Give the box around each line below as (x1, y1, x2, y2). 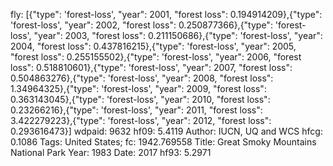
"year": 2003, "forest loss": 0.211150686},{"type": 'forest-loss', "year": (33, 30, 323, 41)
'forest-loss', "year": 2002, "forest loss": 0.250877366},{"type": (10, 19, 273, 31)
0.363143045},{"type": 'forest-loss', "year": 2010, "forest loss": (10, 94, 271, 105)
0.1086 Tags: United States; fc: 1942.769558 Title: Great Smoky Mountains (10, 136, 317, 148)
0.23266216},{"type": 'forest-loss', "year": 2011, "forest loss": (10, 104, 263, 116)
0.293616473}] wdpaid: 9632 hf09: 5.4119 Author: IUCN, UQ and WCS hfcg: (10, 125, 323, 137)
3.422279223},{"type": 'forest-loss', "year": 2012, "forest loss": (10, 115, 272, 126)
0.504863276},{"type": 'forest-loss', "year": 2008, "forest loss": (10, 72, 274, 84)
